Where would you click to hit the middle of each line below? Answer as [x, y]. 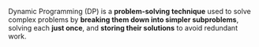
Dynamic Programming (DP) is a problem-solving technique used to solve [129, 11]
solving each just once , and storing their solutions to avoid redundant [123, 28]
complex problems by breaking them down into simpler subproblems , [124, 20]
